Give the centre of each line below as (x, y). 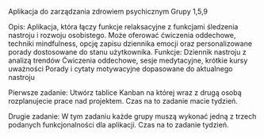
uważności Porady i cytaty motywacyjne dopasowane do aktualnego (121, 69)
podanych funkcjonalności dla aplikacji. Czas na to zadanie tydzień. (119, 125)
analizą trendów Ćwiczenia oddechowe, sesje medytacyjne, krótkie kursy (128, 60)
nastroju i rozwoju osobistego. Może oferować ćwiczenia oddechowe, (122, 35)
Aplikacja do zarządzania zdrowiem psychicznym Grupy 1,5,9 (108, 11)
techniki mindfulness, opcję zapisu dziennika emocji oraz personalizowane (130, 44)
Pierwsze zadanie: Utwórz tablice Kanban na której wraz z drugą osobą (125, 93)
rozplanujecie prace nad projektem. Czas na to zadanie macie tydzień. (123, 101)
